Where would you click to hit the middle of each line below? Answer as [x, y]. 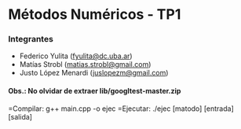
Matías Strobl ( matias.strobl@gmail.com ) [85, 64]
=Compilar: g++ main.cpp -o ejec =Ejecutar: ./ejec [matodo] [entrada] [121, 109]
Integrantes [31, 39]
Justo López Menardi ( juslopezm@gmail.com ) [94, 73]
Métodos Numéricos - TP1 [95, 15]
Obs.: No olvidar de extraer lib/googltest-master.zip [95, 91]
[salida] [20, 116]
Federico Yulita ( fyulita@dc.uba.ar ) [76, 56]
